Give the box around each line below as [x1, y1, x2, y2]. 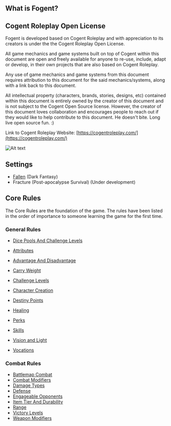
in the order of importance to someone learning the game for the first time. [5, 213, 163, 219]
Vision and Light [12, 337, 47, 343]
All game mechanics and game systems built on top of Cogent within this [5, 51, 159, 57]
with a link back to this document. [5, 82, 77, 89]
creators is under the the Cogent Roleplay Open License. [5, 41, 125, 47]
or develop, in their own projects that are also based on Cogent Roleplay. [5, 62, 159, 68]
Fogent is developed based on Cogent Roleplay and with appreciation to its [5, 35, 164, 42]
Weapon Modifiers [12, 415, 52, 421]
